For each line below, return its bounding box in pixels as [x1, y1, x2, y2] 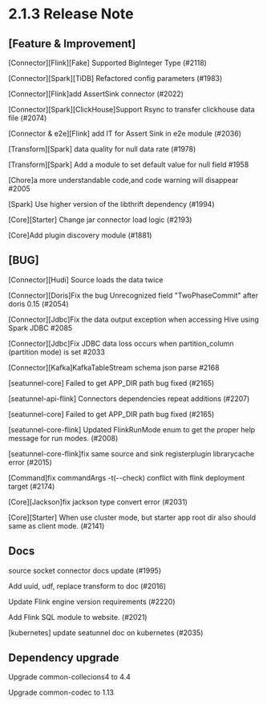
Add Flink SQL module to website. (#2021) [8, 612, 148, 622]
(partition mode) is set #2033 [8, 346, 106, 357]
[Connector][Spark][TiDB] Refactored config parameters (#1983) [8, 74, 223, 83]
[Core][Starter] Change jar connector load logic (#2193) [8, 215, 192, 225]
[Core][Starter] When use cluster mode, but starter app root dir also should [8, 513, 257, 522]
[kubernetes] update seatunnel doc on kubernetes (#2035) [8, 627, 204, 638]
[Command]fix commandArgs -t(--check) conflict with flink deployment [8, 472, 245, 482]
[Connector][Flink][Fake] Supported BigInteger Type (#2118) [8, 58, 207, 67]
